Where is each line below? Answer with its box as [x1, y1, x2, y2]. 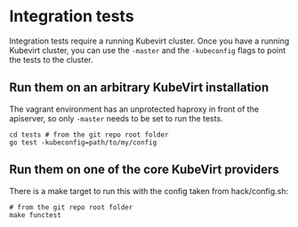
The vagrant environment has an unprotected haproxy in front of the [9, 104, 260, 114]
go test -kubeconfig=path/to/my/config [9, 137, 157, 147]
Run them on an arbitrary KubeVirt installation [9, 80, 270, 95]
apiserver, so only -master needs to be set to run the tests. [9, 113, 224, 123]
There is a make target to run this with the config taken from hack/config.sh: [9, 185, 289, 196]
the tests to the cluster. [9, 54, 93, 65]
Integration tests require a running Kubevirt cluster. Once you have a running [9, 35, 290, 46]
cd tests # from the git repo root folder [9, 130, 169, 139]
